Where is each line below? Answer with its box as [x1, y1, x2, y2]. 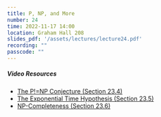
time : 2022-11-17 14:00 [7, 23, 75, 30]
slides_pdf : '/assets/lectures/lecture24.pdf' [7, 36, 143, 43]
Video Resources [7, 70, 57, 78]
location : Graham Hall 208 [7, 29, 84, 36]
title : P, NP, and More [7, 10, 75, 17]
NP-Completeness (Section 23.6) [16, 101, 111, 110]
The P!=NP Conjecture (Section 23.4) [16, 87, 123, 95]
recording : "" [7, 42, 48, 49]
